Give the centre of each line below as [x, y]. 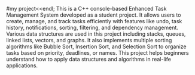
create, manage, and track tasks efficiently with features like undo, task [94, 21]
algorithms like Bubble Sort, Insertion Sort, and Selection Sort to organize [96, 46]
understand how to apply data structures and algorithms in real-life [89, 59]
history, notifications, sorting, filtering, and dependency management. [92, 27]
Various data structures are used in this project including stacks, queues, [96, 34]
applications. [22, 65]
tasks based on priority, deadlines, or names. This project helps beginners [98, 53]
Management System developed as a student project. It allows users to [94, 15]
